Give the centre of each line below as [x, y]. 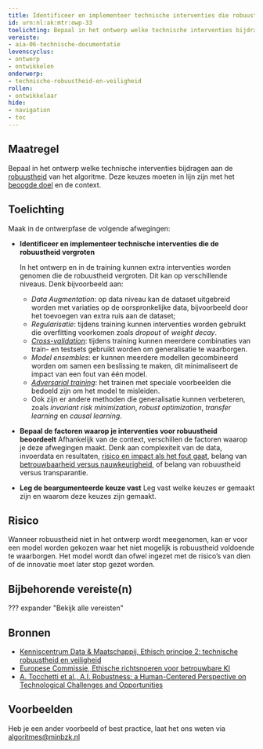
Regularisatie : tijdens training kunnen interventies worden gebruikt [139, 324]
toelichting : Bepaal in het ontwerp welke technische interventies [121, 30]
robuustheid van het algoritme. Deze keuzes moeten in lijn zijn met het [121, 176]
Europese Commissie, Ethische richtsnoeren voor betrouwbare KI [125, 668]
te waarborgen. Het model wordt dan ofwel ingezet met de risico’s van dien [129, 556]
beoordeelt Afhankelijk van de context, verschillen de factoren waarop [133, 439]
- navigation [29, 111]
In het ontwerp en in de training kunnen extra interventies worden [125, 267]
